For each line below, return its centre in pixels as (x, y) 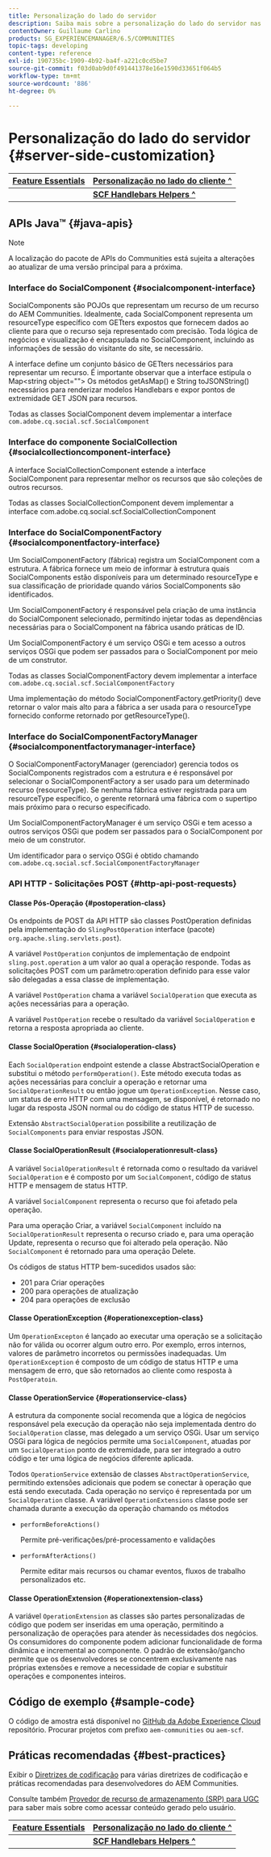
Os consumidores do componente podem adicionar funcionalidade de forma (135, 1642)
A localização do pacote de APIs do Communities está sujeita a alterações (132, 259)
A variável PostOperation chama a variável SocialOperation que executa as (133, 995)
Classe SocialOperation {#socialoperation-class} (93, 1047)
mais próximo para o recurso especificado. (79, 807)
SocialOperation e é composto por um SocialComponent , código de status (130, 1176)
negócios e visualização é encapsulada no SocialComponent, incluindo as (131, 340)
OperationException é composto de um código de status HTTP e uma (123, 1362)
